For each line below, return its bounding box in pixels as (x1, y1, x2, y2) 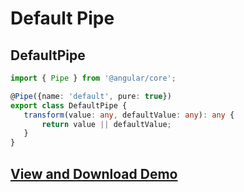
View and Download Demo (10, 165, 178, 182)
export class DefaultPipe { (10, 100, 128, 111)
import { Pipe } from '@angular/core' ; (10, 73, 177, 83)
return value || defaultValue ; (41, 119, 172, 129)
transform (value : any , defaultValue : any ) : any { (23, 110, 235, 120)
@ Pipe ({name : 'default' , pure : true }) (10, 91, 172, 101)
